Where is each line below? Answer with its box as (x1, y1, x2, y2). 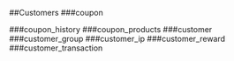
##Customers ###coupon (9, 8, 104, 17)
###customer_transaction (9, 43, 103, 53)
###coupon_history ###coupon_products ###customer (9, 24, 213, 34)
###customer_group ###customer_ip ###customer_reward (9, 34, 226, 44)
